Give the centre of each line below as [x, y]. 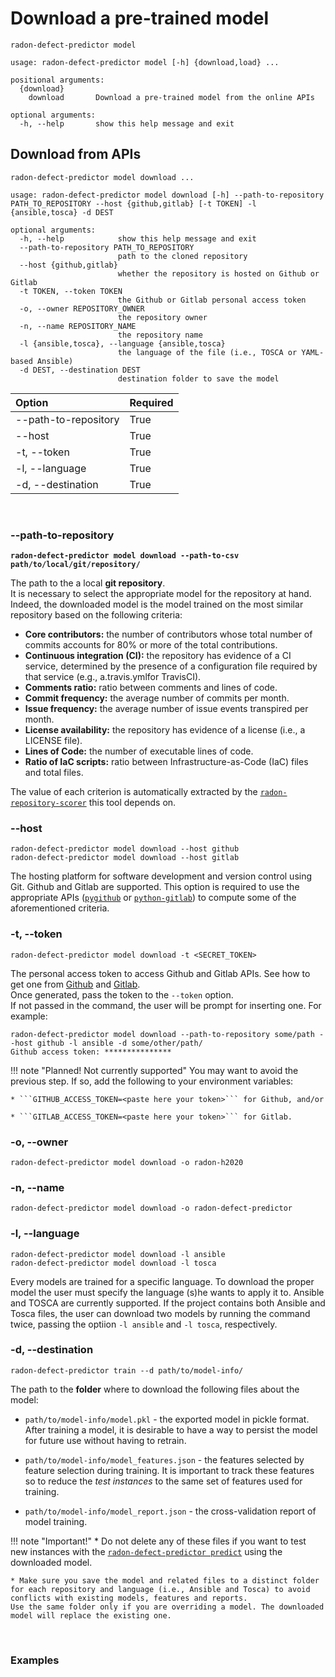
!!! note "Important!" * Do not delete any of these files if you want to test [158, 1541]
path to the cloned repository [182, 256]
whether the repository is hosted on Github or [218, 273]
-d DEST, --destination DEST [80, 370]
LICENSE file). [53, 741]
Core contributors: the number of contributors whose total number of [168, 634]
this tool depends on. [132, 803]
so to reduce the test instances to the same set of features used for [163, 1481]
